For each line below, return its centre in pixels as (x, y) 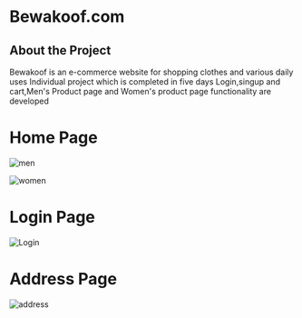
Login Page (52, 218)
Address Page (63, 279)
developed (29, 101)
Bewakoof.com (67, 17)
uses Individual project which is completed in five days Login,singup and (145, 82)
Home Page (54, 138)
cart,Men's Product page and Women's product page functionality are (141, 91)
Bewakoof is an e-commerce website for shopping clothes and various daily (151, 72)
